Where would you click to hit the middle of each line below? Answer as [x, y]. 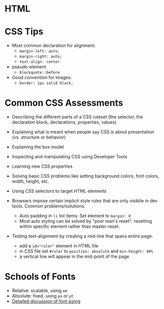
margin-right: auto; [41, 57]
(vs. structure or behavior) [39, 137]
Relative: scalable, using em [40, 290]
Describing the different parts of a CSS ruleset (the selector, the [77, 117]
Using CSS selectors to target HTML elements [59, 191]
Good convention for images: [42, 78]
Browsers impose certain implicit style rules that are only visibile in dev [85, 201]
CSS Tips [24, 32]
